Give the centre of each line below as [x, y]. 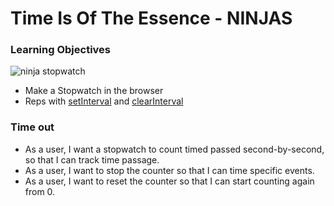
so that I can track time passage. [92, 159]
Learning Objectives [61, 50]
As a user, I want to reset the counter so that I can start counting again [169, 181]
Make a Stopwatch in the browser [94, 91]
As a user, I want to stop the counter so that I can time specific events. [169, 170]
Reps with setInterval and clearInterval [104, 101]
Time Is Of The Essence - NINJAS [151, 18]
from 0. [40, 191]
